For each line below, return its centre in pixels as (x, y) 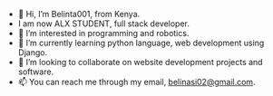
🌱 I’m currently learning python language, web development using (141, 43)
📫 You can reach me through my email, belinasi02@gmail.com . (136, 82)
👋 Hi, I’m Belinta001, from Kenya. (79, 14)
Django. (33, 53)
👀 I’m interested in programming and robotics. (103, 33)
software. (36, 72)
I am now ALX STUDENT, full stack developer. (104, 24)
